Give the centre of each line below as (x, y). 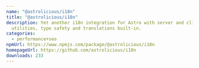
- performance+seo (34, 39)
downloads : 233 (25, 56)
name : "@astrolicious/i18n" (41, 12)
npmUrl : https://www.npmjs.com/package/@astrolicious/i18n (81, 45)
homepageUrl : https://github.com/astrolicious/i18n (71, 50)
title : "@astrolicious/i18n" (42, 17)
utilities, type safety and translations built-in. (77, 28)
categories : (21, 34)
